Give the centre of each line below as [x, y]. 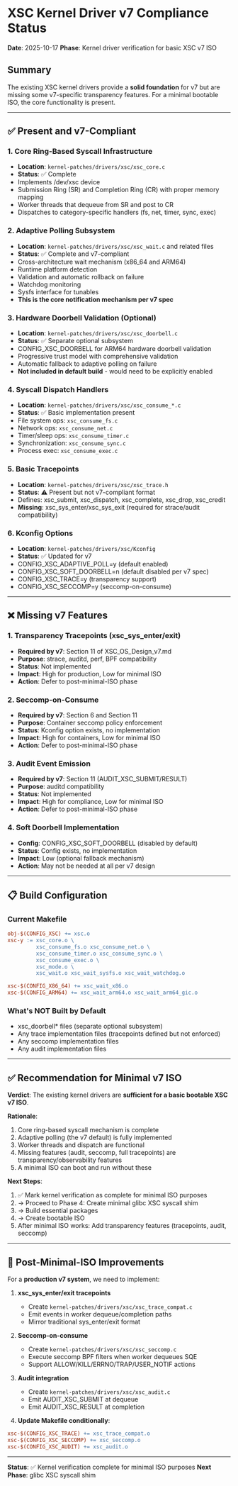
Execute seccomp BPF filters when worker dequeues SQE [113, 1356]
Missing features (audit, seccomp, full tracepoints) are [97, 1153]
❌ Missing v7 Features [58, 616]
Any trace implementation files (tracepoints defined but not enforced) [119, 1034]
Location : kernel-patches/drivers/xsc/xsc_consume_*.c [99, 405]
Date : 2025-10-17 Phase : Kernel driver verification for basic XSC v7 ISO [112, 48]
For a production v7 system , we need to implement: [84, 1279]
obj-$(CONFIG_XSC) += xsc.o [49, 934]
